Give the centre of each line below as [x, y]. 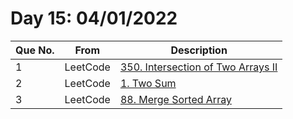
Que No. [35, 50]
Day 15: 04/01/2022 [94, 18]
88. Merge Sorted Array [175, 99]
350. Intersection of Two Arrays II [198, 67]
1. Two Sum [148, 83]
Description [199, 50]
